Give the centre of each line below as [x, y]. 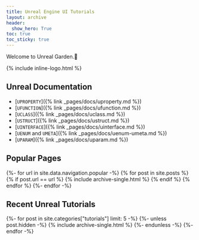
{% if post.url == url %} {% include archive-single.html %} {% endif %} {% [98, 179]
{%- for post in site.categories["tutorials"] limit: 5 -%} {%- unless [86, 218]
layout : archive [26, 17]
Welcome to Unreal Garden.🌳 [42, 57]
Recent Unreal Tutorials [51, 204]
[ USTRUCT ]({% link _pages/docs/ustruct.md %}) [72, 120]
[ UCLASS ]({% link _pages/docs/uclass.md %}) [70, 114]
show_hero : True [32, 28]
